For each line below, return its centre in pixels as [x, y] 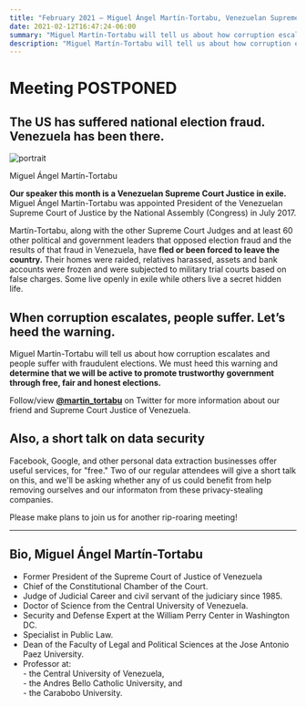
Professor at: [46, 663]
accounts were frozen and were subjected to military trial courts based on [148, 269]
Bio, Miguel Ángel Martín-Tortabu [106, 554]
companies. [31, 499]
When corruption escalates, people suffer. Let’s [148, 317]
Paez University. [53, 654]
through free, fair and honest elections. [85, 383]
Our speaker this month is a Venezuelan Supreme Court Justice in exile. [148, 193]
